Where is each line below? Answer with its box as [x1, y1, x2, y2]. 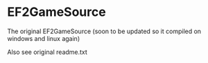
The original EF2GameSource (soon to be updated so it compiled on [7, 27, 202, 35]
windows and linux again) [7, 34, 80, 42]
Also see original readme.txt [7, 48, 88, 56]
